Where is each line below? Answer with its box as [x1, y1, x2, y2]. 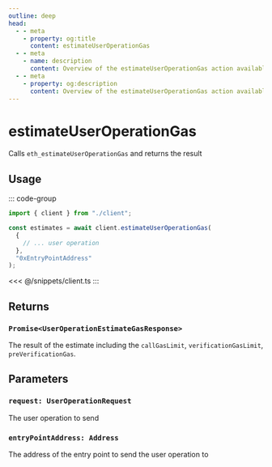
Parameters [8, 372, 69, 386]
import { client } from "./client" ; [8, 210, 132, 218]
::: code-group [8, 193, 57, 203]
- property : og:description [23, 79, 117, 87]
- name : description [23, 57, 92, 66]
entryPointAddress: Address [8, 433, 119, 442]
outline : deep [8, 11, 57, 20]
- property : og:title [23, 34, 96, 43]
